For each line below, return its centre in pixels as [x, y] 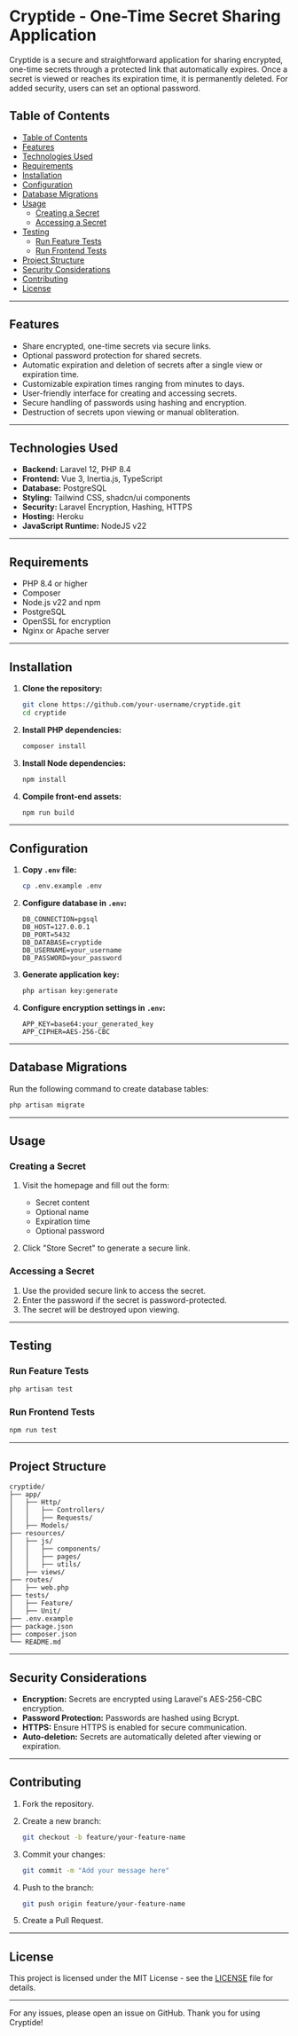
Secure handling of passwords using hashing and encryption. [134, 402]
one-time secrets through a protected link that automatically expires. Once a [149, 69]
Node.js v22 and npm [61, 603]
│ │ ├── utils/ [45, 1565]
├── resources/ [37, 1534]
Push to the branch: [58, 1887]
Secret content [63, 1203]
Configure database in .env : [74, 904]
